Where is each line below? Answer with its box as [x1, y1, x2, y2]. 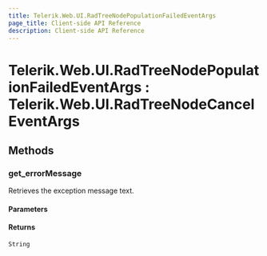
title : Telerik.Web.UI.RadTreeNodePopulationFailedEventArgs [8, 11, 217, 20]
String [8, 241, 30, 249]
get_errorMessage [8, 167, 82, 178]
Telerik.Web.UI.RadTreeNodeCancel [8, 95, 255, 113]
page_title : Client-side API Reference [8, 19, 141, 27]
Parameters [8, 204, 48, 214]
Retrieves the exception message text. [8, 186, 134, 196]
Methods [8, 143, 54, 157]
